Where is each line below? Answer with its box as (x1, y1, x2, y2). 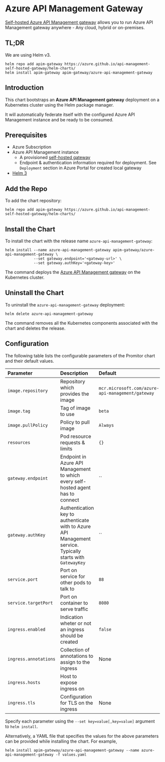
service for (60, 573, 85, 580)
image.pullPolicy (7, 422, 48, 428)
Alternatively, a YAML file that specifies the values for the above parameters (5, 733, 159, 739)
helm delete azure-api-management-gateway (5, 311, 93, 316)
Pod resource (60, 433, 92, 440)
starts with (60, 554, 84, 561)
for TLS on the (60, 699, 93, 706)
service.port (7, 576, 38, 582)
